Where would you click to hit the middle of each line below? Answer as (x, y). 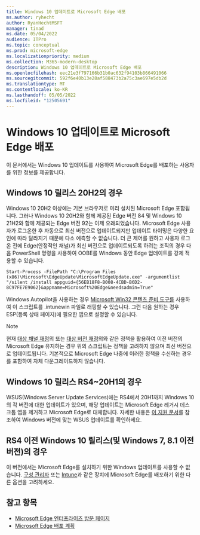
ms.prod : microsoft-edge (37, 51)
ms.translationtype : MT (36, 84)
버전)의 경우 (27, 452)
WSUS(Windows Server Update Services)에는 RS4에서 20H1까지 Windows (97, 398)
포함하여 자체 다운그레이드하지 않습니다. (59, 361)
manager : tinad (25, 28)
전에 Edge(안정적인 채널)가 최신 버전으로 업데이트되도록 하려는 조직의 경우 (99, 246)
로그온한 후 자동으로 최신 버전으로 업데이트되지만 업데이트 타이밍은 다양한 (102, 231)
